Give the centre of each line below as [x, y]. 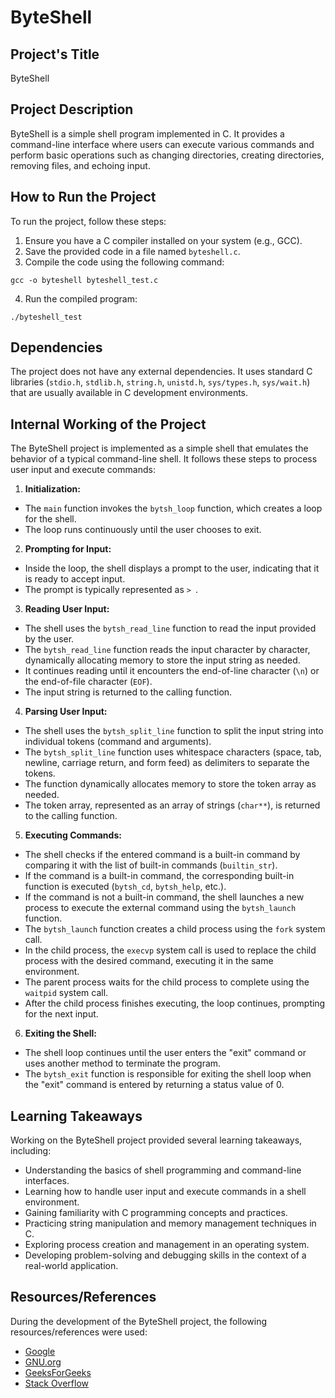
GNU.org [43, 1362]
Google [40, 1351]
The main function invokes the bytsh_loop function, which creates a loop [173, 508]
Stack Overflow [57, 1383]
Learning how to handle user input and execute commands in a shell [165, 1192]
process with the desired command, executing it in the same [149, 961]
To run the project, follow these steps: [88, 221]
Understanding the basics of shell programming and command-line [163, 1170]
